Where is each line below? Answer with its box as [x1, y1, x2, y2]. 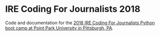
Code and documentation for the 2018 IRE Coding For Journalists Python [5, 20, 155, 26]
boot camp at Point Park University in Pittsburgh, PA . [5, 25, 113, 31]
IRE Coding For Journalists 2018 [5, 3, 140, 15]
